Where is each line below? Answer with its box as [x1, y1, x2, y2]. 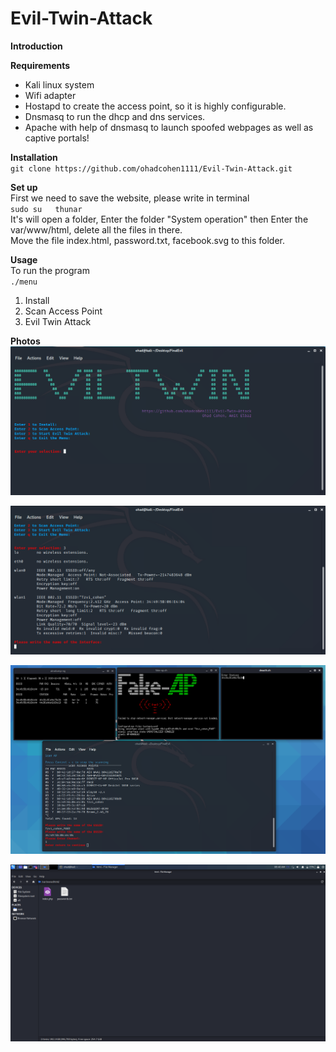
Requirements [10, 59, 71, 71]
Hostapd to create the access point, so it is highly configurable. [24, 100, 287, 112]
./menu [10, 277, 38, 287]
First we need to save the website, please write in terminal [10, 192, 250, 204]
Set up [10, 181, 38, 193]
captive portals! [24, 132, 90, 144]
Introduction [10, 40, 63, 52]
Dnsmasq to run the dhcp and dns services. [24, 110, 206, 122]
